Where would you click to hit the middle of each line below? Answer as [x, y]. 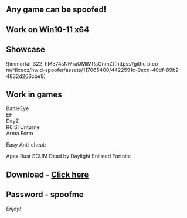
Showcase [26, 50]
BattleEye [18, 108]
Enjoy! [14, 209]
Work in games [34, 94]
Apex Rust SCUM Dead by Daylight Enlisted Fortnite [69, 156]
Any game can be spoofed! [56, 10]
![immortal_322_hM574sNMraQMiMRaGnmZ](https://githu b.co [82, 63]
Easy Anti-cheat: [26, 145]
